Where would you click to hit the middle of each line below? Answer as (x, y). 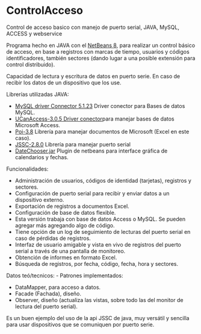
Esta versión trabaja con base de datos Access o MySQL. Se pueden (100, 219)
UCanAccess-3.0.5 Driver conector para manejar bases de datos (94, 119)
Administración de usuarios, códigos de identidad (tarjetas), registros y (103, 180)
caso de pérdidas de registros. (53, 238)
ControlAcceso (45, 11)
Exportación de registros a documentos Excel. (72, 206)
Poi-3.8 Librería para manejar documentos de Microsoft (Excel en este (102, 131)
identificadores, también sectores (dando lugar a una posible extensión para (101, 58)
